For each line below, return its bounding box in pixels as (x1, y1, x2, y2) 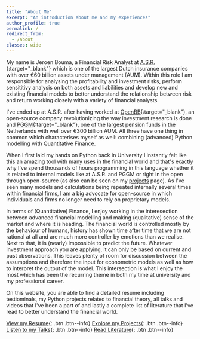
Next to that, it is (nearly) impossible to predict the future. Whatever (6, 239, 173, 246)
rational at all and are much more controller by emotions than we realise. (6, 233, 184, 240)
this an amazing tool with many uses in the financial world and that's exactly (6, 158, 193, 165)
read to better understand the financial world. (6, 308, 118, 315)
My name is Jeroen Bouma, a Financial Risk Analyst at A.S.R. (6, 58, 155, 66)
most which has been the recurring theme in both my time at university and (6, 271, 191, 278)
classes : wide (6, 42, 42, 48)
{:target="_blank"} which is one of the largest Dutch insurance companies (6, 65, 188, 72)
